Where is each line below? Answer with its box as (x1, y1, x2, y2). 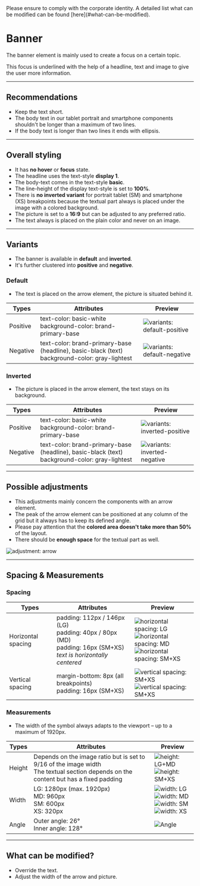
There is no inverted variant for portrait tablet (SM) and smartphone (14, 191, 183, 198)
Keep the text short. (14, 108, 64, 115)
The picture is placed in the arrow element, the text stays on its (14, 385, 170, 392)
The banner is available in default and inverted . (14, 255, 133, 263)
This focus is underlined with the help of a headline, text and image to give (6, 63, 189, 70)
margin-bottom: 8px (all (56, 672, 124, 680)
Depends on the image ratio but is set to (33, 752, 145, 761)
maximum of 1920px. (14, 728, 67, 735)
